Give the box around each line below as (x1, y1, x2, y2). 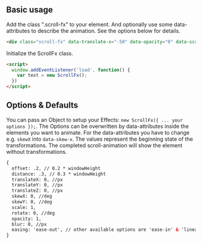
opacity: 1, (11, 216, 42, 222)
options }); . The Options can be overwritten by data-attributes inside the (6, 123, 189, 130)
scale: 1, (11, 204, 36, 210)
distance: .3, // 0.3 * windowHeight (11, 171, 106, 177)
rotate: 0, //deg (11, 210, 55, 216)
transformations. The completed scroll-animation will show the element (6, 141, 183, 149)
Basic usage (6, 5, 53, 15)
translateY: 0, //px (11, 182, 63, 188)
